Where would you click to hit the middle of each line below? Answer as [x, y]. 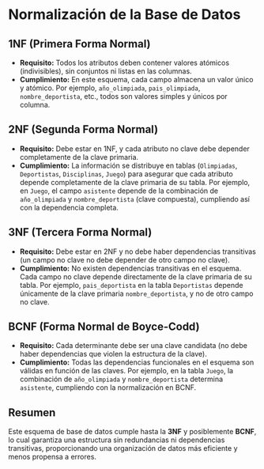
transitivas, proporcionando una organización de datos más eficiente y [123, 448]
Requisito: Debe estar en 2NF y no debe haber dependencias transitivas [138, 252]
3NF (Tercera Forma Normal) [80, 232]
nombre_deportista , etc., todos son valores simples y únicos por [123, 96]
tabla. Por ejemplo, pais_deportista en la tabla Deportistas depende [131, 285]
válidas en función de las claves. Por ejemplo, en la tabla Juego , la [126, 371]
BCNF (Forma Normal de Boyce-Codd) [104, 327]
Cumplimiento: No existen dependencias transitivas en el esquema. [130, 268]
